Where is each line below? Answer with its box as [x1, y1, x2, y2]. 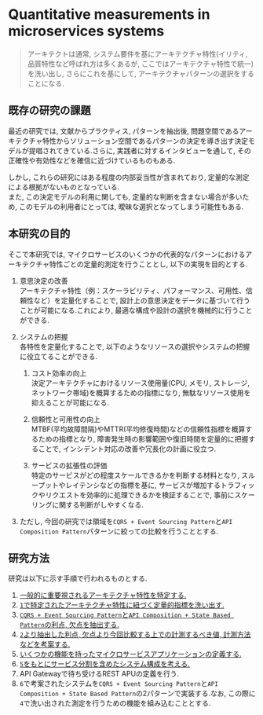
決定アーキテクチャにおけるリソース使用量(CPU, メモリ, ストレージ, [31, 378, 250, 387]
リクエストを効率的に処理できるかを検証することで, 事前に [45, 489, 235, 500]
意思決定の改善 [19, 276, 68, 285]
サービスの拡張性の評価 [31, 460, 108, 470]
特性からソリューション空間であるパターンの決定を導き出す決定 [42, 136, 249, 145]
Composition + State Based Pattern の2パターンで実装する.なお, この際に [19, 689, 256, 698]
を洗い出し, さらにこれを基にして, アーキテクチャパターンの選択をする [27, 68, 255, 78]
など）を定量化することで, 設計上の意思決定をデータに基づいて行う [33, 295, 250, 305]
